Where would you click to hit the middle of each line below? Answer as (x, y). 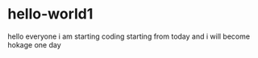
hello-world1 (50, 14)
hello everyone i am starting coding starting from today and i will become (129, 36)
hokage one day (34, 44)
